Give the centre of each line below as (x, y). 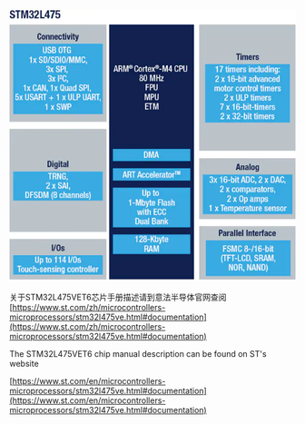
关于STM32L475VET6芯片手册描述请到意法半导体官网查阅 (118, 297)
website (24, 364)
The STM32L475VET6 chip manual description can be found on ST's (138, 354)
